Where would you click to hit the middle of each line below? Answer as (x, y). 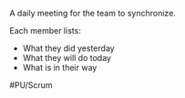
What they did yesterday (69, 48)
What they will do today (67, 58)
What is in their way (60, 68)
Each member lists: (46, 30)
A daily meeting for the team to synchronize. (92, 13)
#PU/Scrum (31, 85)
